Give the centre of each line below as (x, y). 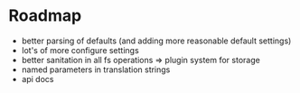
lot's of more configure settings (80, 50)
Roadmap (45, 16)
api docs (37, 79)
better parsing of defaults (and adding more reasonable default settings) (156, 41)
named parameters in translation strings (96, 70)
